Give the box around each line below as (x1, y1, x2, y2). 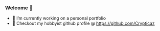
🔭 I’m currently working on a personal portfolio (12, 15, 106, 21)
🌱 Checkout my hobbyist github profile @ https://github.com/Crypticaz (12, 20, 155, 26)
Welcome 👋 (5, 4, 33, 11)
